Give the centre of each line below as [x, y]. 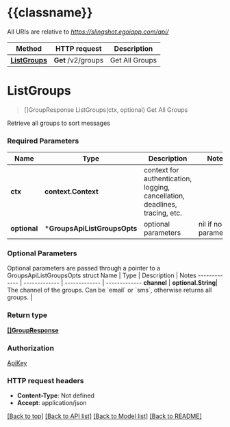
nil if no [210, 224]
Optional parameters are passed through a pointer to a [84, 268]
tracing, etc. [163, 213]
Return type [27, 315]
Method [29, 48]
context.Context [72, 192]
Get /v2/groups [79, 60]
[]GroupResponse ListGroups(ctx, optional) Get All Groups [106, 109]
